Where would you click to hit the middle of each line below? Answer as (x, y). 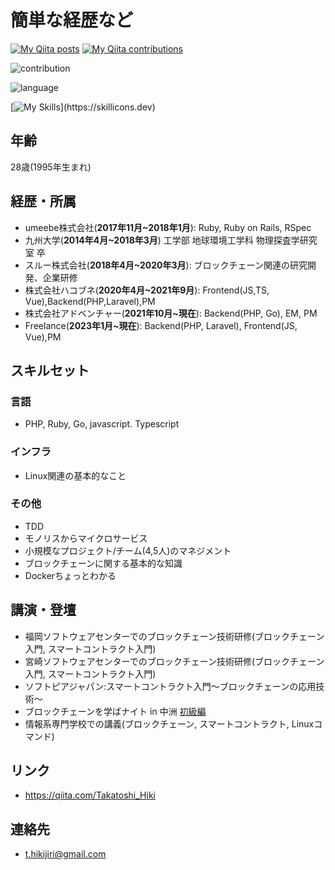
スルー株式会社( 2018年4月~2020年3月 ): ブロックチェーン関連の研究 (166, 265)
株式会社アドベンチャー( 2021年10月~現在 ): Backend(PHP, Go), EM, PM (171, 313)
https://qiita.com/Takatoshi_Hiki (90, 795)
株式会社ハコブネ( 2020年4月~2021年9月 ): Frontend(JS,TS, (147, 290)
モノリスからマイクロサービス (86, 538)
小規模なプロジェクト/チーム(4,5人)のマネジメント (128, 550)
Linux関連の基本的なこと (75, 475)
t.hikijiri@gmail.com (65, 854)
